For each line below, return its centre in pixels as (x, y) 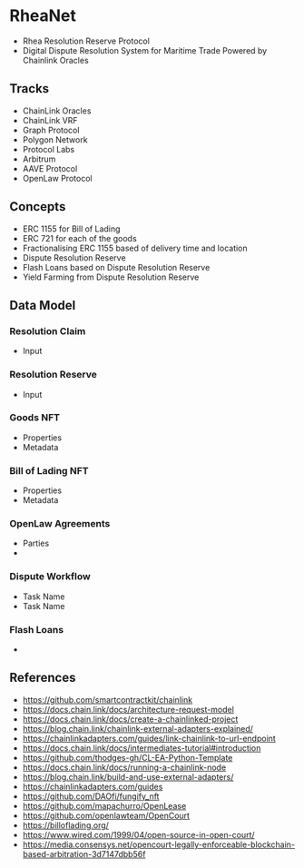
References (43, 678)
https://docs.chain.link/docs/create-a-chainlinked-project (130, 719)
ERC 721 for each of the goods (80, 238)
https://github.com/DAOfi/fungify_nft (91, 796)
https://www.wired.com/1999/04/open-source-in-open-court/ (139, 834)
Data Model (43, 305)
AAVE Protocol (50, 168)
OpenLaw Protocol (57, 178)
